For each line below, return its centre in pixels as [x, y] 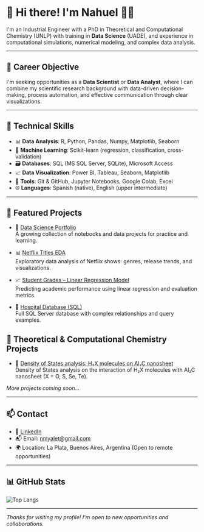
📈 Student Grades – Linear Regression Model [72, 280]
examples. [28, 320]
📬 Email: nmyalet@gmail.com [53, 438]
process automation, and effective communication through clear [108, 94]
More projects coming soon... [43, 388]
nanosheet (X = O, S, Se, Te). [51, 377]
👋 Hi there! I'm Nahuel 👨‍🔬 [70, 12]
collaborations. [25, 523]
